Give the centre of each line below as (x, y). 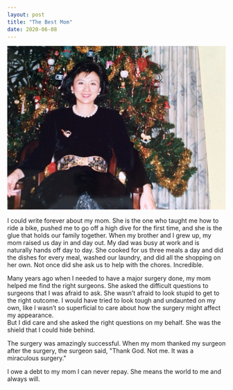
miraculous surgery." (37, 358)
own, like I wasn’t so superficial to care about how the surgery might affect (114, 307)
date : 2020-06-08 (32, 29)
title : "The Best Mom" (40, 22)
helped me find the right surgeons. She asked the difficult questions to (108, 285)
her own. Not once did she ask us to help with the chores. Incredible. (105, 264)
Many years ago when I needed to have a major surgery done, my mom (109, 278)
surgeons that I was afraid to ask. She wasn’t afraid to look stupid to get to (113, 293)
